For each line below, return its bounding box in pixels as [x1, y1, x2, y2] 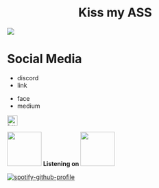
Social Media [7, 51, 82, 67]
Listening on [42, 159, 79, 167]
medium [16, 102, 40, 110]
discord [16, 73, 39, 82]
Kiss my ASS [78, 5, 152, 21]
